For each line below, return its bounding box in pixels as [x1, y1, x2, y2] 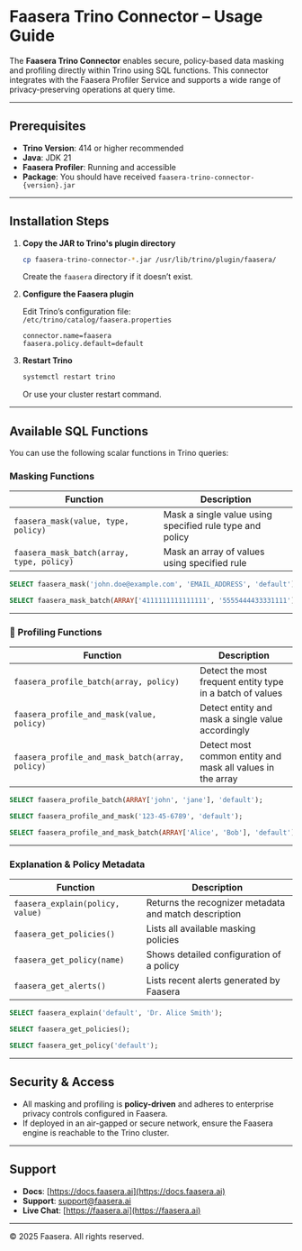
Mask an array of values [163, 545, 265, 558]
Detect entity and [199, 701, 272, 714]
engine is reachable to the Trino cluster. [22, 1127, 170, 1137]
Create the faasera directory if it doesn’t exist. [22, 271, 193, 282]
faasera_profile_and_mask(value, [13, 709, 157, 720]
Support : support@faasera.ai [22, 1195, 132, 1206]
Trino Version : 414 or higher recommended [22, 142, 184, 153]
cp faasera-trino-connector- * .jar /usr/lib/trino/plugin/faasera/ [22, 255, 277, 264]
